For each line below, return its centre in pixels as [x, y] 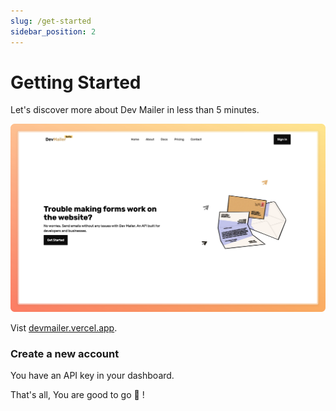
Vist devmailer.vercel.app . [64, 328]
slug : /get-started [51, 21]
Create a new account [65, 354]
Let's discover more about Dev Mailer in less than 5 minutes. [135, 110]
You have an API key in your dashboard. [92, 376]
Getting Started [76, 82]
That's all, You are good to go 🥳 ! [77, 395]
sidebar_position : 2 [53, 31]
